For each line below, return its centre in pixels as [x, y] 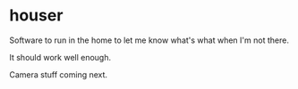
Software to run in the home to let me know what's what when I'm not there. [149, 40]
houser [36, 16]
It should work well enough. [60, 57]
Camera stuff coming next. [59, 74]
